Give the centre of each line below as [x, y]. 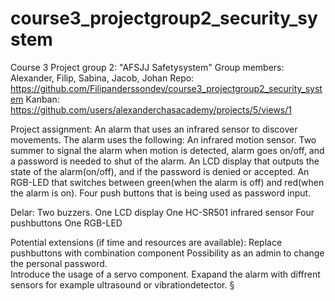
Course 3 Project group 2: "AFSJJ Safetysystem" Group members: [147, 67]
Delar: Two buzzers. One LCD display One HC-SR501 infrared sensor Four [162, 212]
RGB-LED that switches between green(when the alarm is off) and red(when [167, 182]
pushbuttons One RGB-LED [66, 223]
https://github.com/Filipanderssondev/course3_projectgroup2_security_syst [166, 88]
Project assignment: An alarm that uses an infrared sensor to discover [154, 129]
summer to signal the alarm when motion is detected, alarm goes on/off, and [167, 150]
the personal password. [59, 263]
